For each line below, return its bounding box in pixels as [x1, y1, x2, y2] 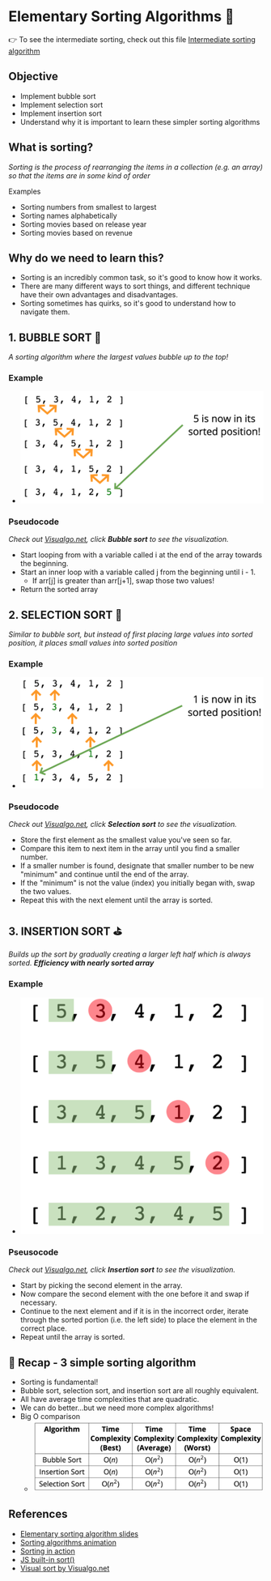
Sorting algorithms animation [19, 1537, 117, 1547]
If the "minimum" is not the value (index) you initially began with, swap [19, 878, 255, 888]
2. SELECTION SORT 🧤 [8, 607, 123, 622]
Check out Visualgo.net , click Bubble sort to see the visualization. [8, 535, 229, 544]
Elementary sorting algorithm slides [19, 1528, 139, 1538]
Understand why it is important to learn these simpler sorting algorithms [19, 117, 260, 126]
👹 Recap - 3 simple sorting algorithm [8, 1356, 197, 1370]
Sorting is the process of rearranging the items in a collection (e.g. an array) [8, 162, 263, 172]
